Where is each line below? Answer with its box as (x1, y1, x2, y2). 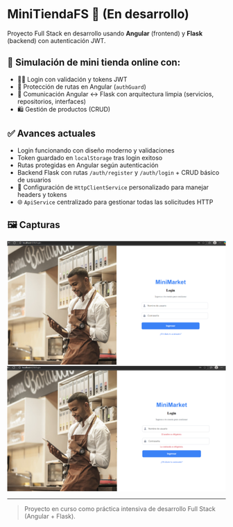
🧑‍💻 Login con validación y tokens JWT (17, 75, 128, 83)
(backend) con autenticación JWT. (7, 36, 106, 44)
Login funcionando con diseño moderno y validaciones (17, 146, 175, 155)
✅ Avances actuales (7, 128, 96, 139)
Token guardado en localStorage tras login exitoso (17, 153, 163, 162)
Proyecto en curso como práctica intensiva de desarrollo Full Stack (24, 504, 216, 512)
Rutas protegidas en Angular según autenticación (17, 161, 159, 169)
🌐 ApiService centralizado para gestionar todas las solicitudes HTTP (17, 198, 214, 206)
